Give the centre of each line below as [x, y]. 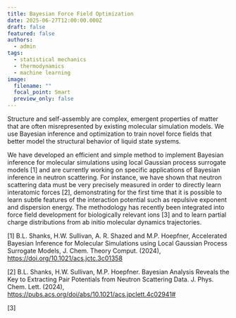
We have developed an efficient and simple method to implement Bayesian [116, 155]
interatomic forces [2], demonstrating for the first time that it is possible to [115, 192]
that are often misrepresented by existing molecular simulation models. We [116, 126]
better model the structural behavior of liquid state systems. [94, 141]
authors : [20, 40]
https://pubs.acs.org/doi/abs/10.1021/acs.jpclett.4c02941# [92, 294]
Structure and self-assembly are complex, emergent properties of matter [113, 119]
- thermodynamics [39, 66]
